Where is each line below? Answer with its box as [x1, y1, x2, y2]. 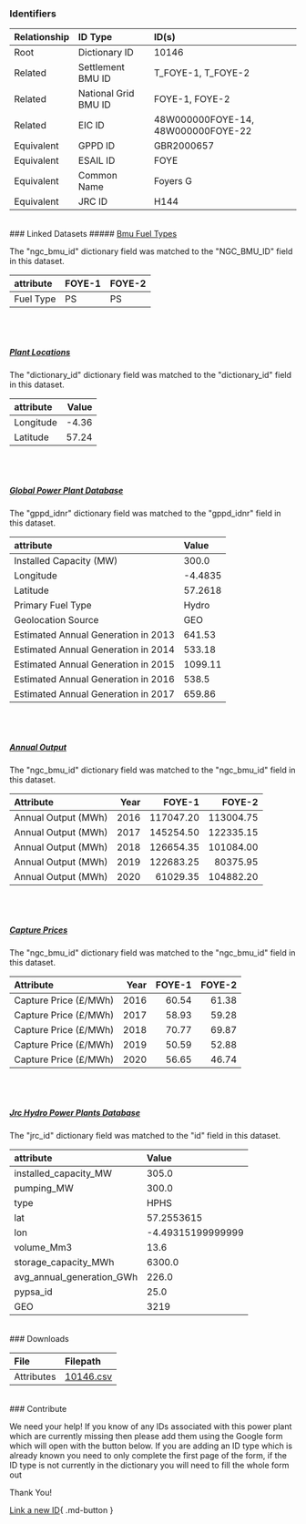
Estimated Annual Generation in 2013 [14, 629, 175, 641]
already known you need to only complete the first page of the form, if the [9, 1450, 287, 1461]
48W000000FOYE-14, [153, 113, 255, 126]
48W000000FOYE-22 [153, 125, 252, 138]
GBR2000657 [153, 139, 214, 152]
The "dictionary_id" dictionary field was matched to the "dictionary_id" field [9, 370, 292, 381]
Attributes [14, 1370, 56, 1383]
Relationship [14, 31, 70, 44]
